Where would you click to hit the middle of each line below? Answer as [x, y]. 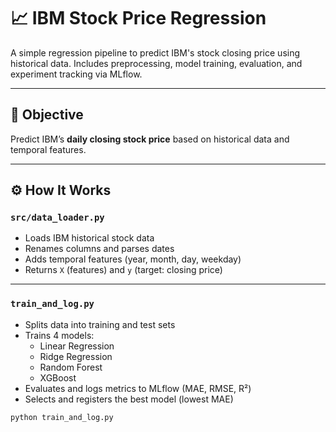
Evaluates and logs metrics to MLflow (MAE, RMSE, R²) [138, 388]
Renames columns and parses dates [99, 249]
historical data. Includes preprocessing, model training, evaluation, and [156, 63]
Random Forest [71, 367]
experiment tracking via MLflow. [76, 74]
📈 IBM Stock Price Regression [138, 18]
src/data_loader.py [57, 218]
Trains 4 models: [59, 335]
